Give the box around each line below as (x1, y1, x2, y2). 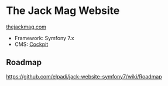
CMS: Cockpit (14, 41, 49, 48)
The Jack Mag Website (6, 4, 120, 17)
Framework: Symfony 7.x (14, 34, 74, 41)
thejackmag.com (6, 23, 47, 30)
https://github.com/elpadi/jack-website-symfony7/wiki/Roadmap (6, 73, 162, 80)
